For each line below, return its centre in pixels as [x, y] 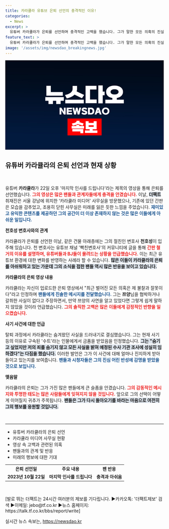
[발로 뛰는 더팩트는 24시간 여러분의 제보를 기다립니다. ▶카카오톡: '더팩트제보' [81, 499]
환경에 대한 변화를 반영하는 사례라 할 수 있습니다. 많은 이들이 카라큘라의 [84, 260]
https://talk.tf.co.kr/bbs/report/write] [43, 511]
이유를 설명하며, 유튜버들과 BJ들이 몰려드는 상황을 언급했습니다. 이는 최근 [86, 254]
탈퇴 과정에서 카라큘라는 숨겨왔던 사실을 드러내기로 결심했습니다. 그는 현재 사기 [82, 335]
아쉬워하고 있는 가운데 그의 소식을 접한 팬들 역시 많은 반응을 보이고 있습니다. [84, 267]
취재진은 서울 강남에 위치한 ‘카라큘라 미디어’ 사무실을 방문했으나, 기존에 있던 [79, 201]
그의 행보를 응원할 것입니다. [32, 407]
